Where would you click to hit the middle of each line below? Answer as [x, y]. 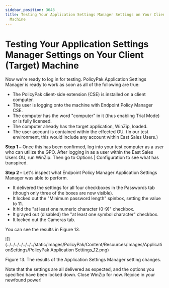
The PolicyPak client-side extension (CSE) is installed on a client [79, 94]
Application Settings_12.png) [79, 250]
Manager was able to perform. [37, 178]
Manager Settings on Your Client [75, 55]
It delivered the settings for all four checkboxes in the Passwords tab [83, 188]
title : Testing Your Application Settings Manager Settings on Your [78, 15]
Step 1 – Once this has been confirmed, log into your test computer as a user [84, 147]
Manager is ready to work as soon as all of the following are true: [72, 85]
